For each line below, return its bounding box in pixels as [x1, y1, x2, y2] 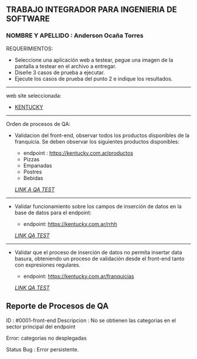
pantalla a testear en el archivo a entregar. [14, 62, 117, 69]
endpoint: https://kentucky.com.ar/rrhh [23, 220, 117, 227]
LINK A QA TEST [14, 185, 55, 193]
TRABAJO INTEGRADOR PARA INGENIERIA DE [6, 5, 177, 15]
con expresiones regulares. [14, 261, 81, 268]
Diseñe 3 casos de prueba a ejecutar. [14, 69, 106, 76]
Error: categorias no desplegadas [6, 334, 87, 341]
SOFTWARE [6, 14, 50, 24]
